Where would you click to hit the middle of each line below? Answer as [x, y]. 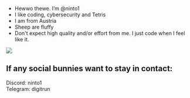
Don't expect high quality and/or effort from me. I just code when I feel [100, 33]
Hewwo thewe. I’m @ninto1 [47, 8]
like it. [22, 39]
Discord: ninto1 [24, 83]
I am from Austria [35, 21]
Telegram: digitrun [28, 89]
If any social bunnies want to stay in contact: [89, 69]
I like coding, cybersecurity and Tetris [60, 15]
